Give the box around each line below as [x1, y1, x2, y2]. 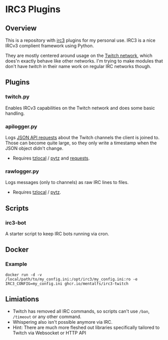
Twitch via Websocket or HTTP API [12, 330, 87, 336]
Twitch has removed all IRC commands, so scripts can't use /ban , [12, 308, 150, 315]
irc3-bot [5, 219, 26, 226]
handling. [5, 110, 25, 116]
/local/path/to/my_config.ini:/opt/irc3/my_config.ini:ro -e [5, 276, 138, 282]
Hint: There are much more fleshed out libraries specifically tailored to [12, 324, 160, 331]
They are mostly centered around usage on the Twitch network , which [5, 52, 153, 58]
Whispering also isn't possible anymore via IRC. [12, 319, 113, 325]
